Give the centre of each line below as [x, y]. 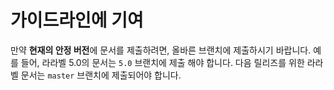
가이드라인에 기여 [77, 20]
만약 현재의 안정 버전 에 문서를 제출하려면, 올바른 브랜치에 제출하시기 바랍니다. [161, 50]
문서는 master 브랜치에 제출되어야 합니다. [101, 75]
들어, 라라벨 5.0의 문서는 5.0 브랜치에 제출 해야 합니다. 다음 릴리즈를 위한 [162, 62]
